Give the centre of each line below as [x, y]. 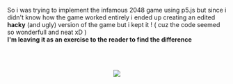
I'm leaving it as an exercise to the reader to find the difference [100, 40]
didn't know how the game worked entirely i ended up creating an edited [111, 17]
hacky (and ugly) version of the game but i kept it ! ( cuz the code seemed [114, 25]
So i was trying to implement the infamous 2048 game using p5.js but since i [117, 10]
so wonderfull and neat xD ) [47, 32]
